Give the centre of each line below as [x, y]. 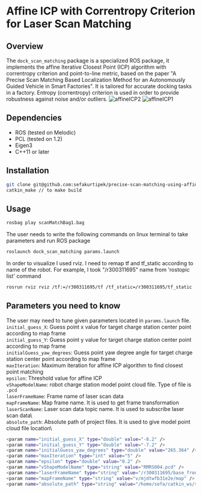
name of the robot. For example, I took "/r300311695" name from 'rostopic [98, 269]
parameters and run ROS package [48, 241]
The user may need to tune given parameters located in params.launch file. [99, 320]
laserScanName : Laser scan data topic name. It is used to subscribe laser [95, 409]
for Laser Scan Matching [69, 24]
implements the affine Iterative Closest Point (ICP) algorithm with [86, 67]
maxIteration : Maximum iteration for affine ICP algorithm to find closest [95, 365]
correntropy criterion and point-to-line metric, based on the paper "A [91, 73]
